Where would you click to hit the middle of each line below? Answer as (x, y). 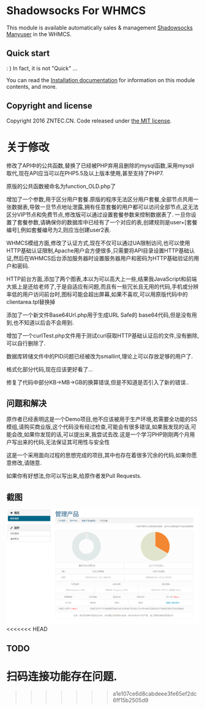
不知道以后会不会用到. (47, 322)
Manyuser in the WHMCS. (39, 34)
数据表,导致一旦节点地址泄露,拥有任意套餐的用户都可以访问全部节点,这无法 (105, 207)
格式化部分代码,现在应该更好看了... (50, 369)
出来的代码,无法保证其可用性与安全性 (63, 442)
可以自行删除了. (26, 343)
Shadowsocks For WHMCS (76, 11)
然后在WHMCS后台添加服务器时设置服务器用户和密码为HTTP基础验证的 (103, 258)
